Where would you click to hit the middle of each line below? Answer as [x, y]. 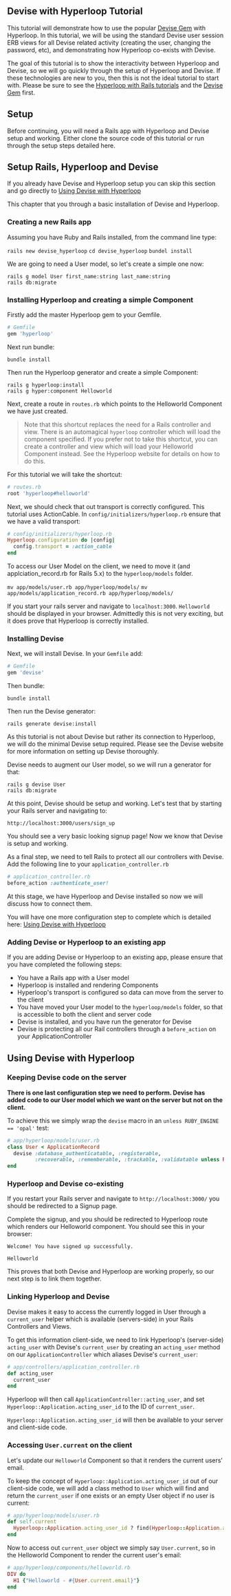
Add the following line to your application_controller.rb [88, 864]
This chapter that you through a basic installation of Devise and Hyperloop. [113, 204]
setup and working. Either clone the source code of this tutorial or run [106, 138]
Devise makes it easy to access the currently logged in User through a [107, 1312]
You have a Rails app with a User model [73, 978]
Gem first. [21, 92]
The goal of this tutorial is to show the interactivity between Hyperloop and [113, 63]
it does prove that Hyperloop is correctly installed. [78, 621]
